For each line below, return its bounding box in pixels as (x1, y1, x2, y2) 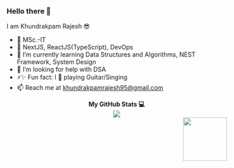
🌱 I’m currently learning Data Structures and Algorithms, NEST (16, 50, 196, 59)
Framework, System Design (16, 58, 96, 66)
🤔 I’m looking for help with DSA (16, 66, 106, 74)
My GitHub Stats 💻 (88, 100, 145, 109)
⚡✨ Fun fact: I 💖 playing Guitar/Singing (16, 73, 128, 82)
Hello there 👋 (6, 6, 52, 16)
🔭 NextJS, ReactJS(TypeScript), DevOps (16, 43, 133, 52)
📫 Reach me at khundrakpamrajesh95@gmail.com (16, 84, 163, 92)
